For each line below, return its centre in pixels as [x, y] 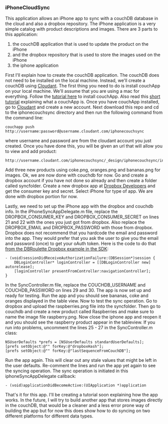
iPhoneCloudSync [27, 8]
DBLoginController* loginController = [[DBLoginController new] [82, 262]
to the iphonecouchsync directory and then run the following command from [84, 112]
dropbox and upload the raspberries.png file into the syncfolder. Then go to [83, 306]
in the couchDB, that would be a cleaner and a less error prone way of [77, 405]
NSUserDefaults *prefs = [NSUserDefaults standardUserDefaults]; [74, 342]
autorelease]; [20, 267]
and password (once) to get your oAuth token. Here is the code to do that [81, 244]
